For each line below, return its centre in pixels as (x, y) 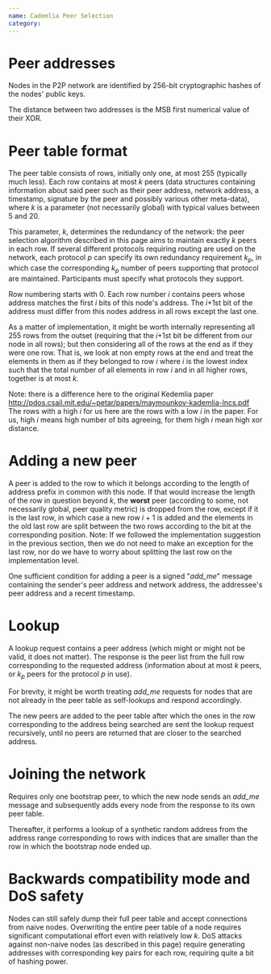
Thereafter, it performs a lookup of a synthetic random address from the (128, 829)
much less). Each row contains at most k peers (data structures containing (132, 182)
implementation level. (44, 560)
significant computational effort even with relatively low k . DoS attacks (125, 935)
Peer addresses (62, 63)
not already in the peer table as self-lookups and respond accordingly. (125, 700)
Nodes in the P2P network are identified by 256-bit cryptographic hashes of (135, 86)
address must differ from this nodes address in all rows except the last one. (133, 311)
